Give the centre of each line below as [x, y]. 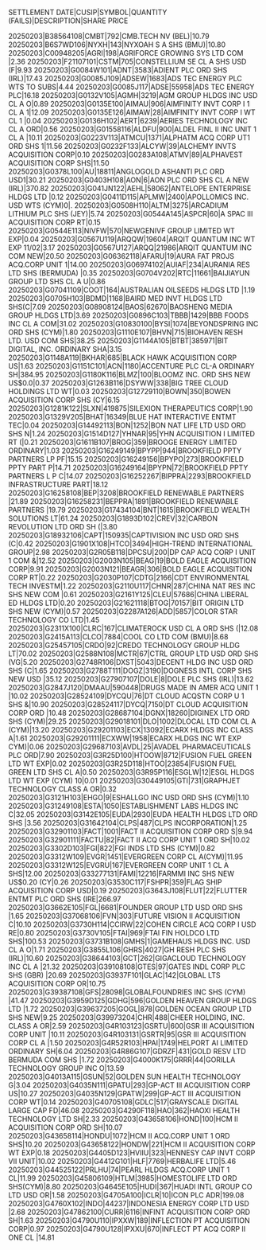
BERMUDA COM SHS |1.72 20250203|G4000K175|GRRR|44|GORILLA [122, 1060]
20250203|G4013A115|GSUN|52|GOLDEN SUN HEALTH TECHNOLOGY [125, 1076]
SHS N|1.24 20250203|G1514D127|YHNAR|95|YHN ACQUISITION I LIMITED [132, 434]
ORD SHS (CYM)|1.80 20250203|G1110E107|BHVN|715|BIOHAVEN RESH [126, 332]
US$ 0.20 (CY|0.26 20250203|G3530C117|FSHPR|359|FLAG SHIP [115, 882]
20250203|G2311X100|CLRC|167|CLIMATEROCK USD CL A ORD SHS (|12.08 [133, 628]
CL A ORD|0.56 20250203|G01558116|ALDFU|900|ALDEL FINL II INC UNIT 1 [132, 129]
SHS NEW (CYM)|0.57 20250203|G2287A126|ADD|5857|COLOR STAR [123, 611]
